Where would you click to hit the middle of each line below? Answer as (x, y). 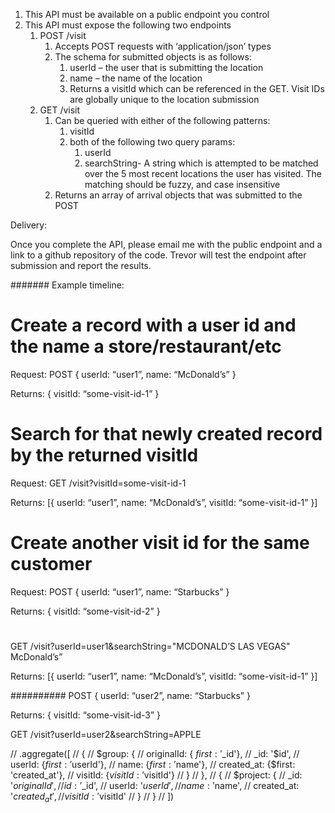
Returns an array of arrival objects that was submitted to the (178, 195)
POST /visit (63, 35)
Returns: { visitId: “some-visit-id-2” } (85, 611)
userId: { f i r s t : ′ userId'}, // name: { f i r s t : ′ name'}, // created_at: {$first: (153, 764)
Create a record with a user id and (153, 325)
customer (51, 564)
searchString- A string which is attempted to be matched (201, 163)
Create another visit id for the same (160, 543)
